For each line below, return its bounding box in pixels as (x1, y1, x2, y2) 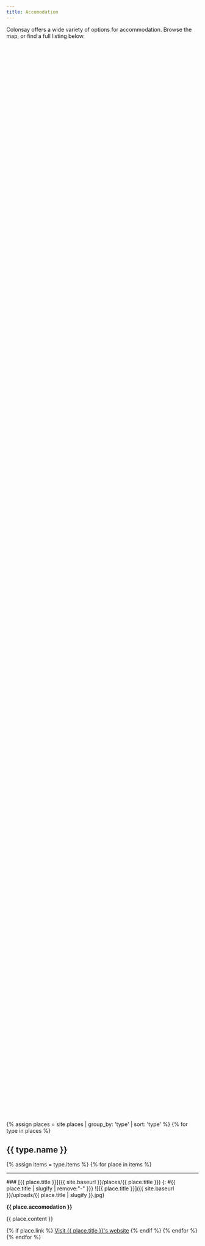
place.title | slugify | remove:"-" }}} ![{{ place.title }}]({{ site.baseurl (6, 1185, 174, 1192)
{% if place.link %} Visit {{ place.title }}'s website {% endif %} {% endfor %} (6, 1227, 198, 1234)
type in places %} (6, 1127, 51, 1134)
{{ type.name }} (6, 1145, 68, 1155)
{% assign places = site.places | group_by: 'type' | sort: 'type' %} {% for (6, 1121, 188, 1128)
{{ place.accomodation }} (6, 1203, 73, 1211)
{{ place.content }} (6, 1215, 53, 1223)
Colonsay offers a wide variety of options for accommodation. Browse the (6, 26, 192, 33)
